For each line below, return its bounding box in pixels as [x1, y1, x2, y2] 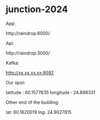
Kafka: [6, 59, 20, 66]
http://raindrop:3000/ [6, 50, 50, 56]
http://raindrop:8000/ [6, 30, 50, 36]
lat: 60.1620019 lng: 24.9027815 [6, 109, 72, 115]
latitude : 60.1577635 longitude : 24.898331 [6, 89, 95, 95]
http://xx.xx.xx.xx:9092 [6, 70, 55, 76]
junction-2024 [6, 4, 68, 15]
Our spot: [6, 79, 26, 85]
